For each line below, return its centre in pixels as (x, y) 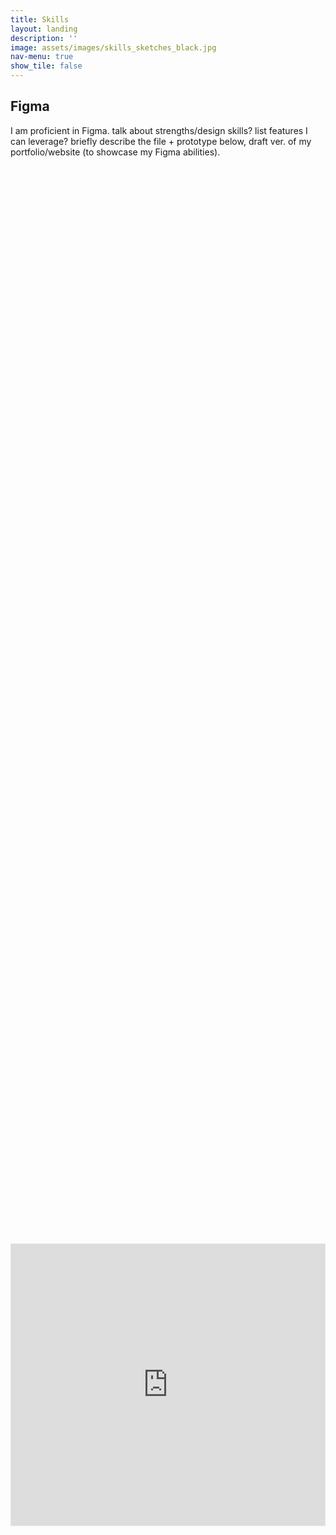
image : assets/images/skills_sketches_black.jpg (113, 47)
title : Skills (40, 19)
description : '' (44, 38)
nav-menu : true (42, 57)
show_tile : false (46, 66)
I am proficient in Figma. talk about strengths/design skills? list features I (159, 130)
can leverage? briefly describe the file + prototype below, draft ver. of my (161, 141)
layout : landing (44, 29)
